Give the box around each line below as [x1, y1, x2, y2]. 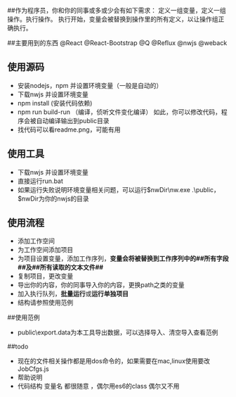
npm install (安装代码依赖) [17, 99, 93, 107]
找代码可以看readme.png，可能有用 [17, 125, 121, 134]
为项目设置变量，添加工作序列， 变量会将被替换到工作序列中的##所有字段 [17, 254, 229, 263]
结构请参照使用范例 [17, 298, 74, 307]
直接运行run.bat [17, 177, 63, 185]
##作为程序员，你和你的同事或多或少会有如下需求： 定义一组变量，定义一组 [7, 6, 226, 14]
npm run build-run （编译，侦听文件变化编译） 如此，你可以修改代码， [17, 108, 221, 116]
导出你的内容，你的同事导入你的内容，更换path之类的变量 [17, 281, 185, 289]
